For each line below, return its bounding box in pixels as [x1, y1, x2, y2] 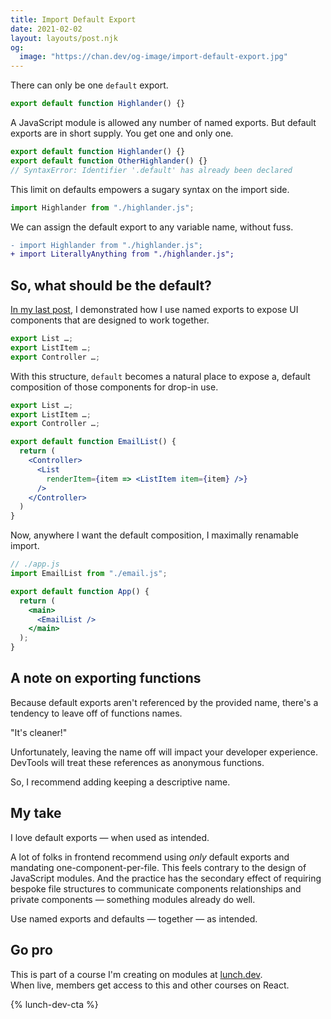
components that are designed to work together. [10, 314, 210, 326]
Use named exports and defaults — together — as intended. [10, 912, 258, 925]
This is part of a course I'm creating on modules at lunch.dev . [10, 968, 263, 980]
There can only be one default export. [10, 79, 169, 91]
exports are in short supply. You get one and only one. [10, 127, 234, 139]
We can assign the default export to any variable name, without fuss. [10, 221, 294, 233]
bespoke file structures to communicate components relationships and [10, 882, 302, 895]
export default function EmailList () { [10, 437, 177, 447]
